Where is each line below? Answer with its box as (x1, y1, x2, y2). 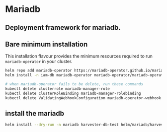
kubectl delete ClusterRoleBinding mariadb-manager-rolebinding (5, 91, 141, 96)
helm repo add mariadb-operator (5, 68, 72, 73)
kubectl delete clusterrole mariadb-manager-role (5, 86, 110, 91)
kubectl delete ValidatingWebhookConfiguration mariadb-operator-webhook (5, 95, 162, 100)
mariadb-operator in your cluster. (5, 59, 73, 65)
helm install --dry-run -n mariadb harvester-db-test (5, 123, 119, 128)
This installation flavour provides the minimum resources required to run (5, 53, 153, 59)
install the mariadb (5, 109, 65, 118)
